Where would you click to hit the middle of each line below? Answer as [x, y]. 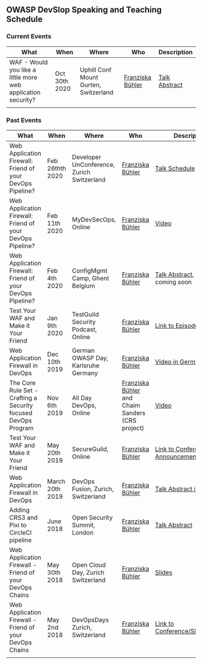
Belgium [83, 285]
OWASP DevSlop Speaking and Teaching [84, 10]
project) [133, 428]
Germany [85, 373]
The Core [23, 383]
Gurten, [90, 85]
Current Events [29, 37]
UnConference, [93, 164]
